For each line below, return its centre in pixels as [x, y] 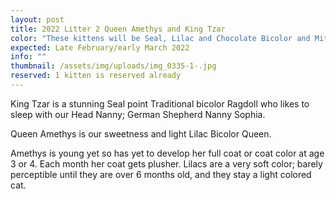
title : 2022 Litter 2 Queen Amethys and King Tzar [118, 29]
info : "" [28, 57]
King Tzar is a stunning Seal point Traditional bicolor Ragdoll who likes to [160, 103]
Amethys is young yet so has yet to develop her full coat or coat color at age [167, 153]
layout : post [37, 19]
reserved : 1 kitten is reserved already [96, 76]
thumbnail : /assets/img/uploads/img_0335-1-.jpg [113, 66]
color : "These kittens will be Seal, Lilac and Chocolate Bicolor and [160, 38]
